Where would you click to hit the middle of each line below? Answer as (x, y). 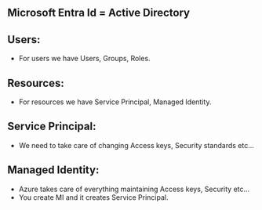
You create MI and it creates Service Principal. (93, 197)
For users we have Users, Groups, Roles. (84, 59)
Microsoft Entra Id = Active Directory (98, 13)
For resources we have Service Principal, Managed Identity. (115, 102)
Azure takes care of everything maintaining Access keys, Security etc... (134, 189)
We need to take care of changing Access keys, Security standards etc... (136, 145)
